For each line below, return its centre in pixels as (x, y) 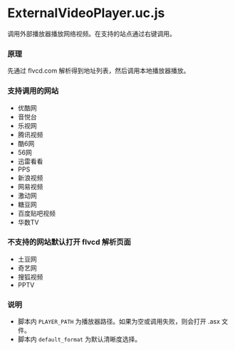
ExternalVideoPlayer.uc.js (86, 13)
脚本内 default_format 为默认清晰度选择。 (79, 339)
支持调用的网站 (33, 91)
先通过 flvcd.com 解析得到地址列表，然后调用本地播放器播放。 (99, 71)
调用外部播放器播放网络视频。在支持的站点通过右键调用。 (92, 33)
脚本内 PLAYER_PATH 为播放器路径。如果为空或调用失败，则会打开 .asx (119, 322)
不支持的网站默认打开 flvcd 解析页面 (69, 242)
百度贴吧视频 (36, 213)
